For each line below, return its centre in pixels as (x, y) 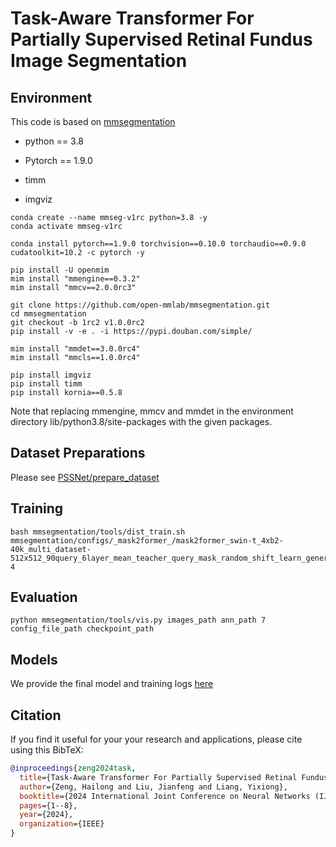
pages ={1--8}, (48, 805)
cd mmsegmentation (48, 314)
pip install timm (46, 384)
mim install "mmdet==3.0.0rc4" (75, 349)
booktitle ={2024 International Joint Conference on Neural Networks (165, 796)
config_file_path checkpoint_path (82, 629)
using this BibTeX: (47, 750)
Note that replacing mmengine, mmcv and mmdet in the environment (152, 411)
